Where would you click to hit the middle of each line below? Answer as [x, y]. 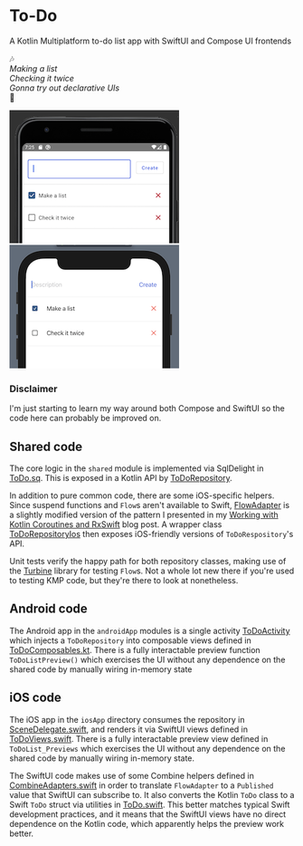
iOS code [35, 698]
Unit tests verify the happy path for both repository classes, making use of [148, 562]
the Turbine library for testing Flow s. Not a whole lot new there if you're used [152, 571]
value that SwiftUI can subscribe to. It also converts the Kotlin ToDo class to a [152, 794]
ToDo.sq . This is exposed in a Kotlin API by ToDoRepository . [121, 478]
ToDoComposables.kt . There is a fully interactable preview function [135, 649]
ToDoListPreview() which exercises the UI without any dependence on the [147, 659]
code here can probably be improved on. [85, 418]
